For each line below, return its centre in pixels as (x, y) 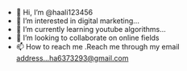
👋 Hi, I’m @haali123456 (54, 12)
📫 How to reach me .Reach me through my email (98, 47)
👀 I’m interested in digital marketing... (77, 21)
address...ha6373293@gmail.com (72, 58)
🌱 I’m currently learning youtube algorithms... (91, 29)
